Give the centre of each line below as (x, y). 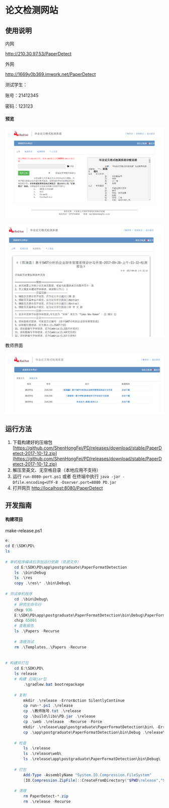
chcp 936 (23, 610)
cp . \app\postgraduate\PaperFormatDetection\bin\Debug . (84, 732)
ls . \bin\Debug (30, 573)
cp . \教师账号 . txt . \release (52, 711)
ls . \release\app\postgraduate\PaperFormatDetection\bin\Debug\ (92, 759)
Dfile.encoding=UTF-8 (35, 482)
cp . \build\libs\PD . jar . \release (59, 717)
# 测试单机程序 (19, 594)
